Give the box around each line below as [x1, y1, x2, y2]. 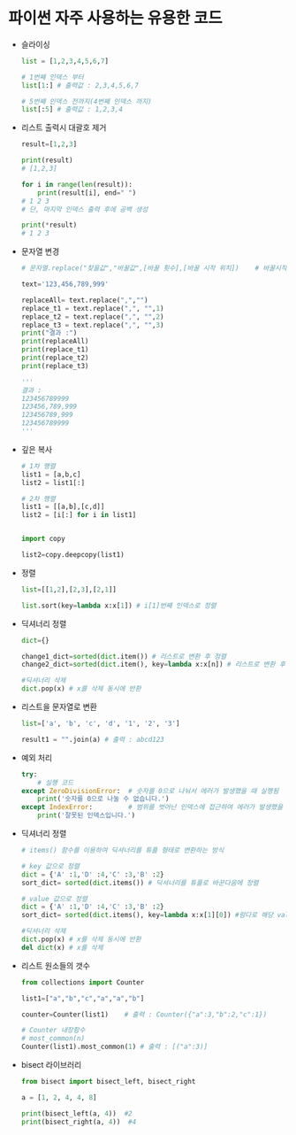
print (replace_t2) [20, 353, 89, 363]
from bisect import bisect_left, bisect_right [20, 1077, 196, 1086]
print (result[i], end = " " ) [37, 188, 137, 197]
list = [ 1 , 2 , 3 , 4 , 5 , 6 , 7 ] [20, 57, 110, 66]
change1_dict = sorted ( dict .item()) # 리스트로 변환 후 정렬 [20, 652, 227, 660]
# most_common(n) [20, 1034, 86, 1043]
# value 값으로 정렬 [20, 894, 87, 903]
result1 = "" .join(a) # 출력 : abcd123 [20, 735, 164, 744]
